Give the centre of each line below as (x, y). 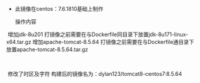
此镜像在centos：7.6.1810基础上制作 (59, 9)
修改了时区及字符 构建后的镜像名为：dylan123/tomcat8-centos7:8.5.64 (95, 74)
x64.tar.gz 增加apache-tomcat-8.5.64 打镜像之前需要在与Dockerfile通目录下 (100, 42)
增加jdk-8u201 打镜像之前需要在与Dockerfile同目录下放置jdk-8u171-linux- (98, 34)
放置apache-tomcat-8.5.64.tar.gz (47, 49)
